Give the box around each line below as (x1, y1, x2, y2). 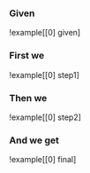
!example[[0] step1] (9, 69, 79, 80)
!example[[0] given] (9, 28, 81, 38)
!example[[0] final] (9, 154, 77, 165)
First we (9, 50, 45, 62)
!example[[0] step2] (9, 112, 82, 122)
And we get (9, 134, 59, 146)
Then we (9, 91, 48, 104)
